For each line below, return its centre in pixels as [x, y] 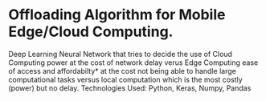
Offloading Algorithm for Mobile [117, 15]
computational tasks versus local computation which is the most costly [125, 79]
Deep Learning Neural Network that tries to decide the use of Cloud [121, 54]
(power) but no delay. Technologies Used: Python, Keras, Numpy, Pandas [130, 88]
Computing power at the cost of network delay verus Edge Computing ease [133, 63]
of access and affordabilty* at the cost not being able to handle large [123, 71]
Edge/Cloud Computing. [91, 32]
